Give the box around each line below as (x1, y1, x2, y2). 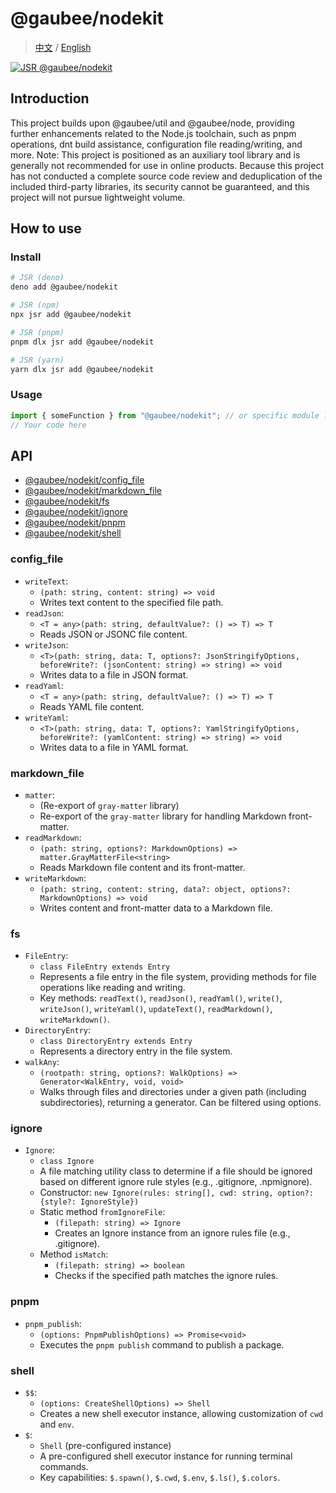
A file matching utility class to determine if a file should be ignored (39, 1165, 313, 1177)
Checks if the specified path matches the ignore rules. (54, 1270, 279, 1282)
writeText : (24, 575, 69, 587)
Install (10, 250, 42, 264)
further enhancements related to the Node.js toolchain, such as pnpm (10, 127, 297, 139)
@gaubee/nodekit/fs (24, 495, 110, 507)
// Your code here (10, 420, 87, 430)
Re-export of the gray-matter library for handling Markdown (39, 810, 287, 822)
